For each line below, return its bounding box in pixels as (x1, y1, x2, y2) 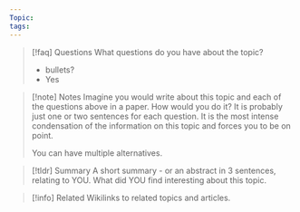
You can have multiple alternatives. (31, 147, 163, 159)
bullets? (44, 64, 75, 75)
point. (31, 130, 54, 140)
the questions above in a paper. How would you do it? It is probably (31, 101, 284, 111)
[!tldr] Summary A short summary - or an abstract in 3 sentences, (31, 165, 276, 176)
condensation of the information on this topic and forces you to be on (31, 120, 292, 131)
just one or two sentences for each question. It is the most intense (31, 111, 279, 121)
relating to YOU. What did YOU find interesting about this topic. (31, 174, 267, 186)
